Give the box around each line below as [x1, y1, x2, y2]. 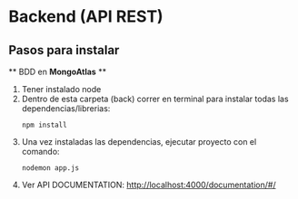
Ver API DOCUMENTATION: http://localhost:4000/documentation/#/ [21, 179, 276, 190]
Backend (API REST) [8, 6, 164, 27]
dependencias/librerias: [21, 103, 111, 114]
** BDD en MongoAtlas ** [8, 66, 106, 77]
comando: [21, 147, 60, 156]
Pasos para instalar [8, 43, 120, 58]
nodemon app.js [21, 164, 80, 173]
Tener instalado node [21, 84, 102, 94]
